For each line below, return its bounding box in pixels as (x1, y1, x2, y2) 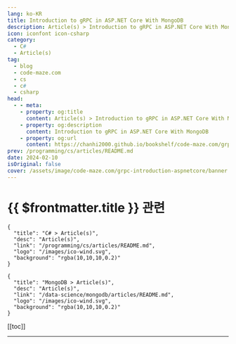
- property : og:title (20, 108, 83, 115)
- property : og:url (20, 134, 77, 141)
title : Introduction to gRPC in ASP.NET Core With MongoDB (7, 17, 184, 24)
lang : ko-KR (7, 10, 42, 18)
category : (7, 37, 37, 44)
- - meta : (13, 102, 42, 109)
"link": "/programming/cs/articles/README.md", (13, 242, 156, 249)
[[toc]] (7, 321, 26, 331)
